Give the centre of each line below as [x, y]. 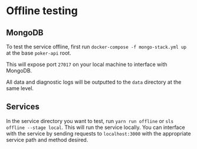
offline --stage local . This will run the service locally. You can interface [96, 127]
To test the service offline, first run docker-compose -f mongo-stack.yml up [96, 47]
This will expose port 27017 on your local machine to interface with [87, 64]
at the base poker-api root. [39, 53]
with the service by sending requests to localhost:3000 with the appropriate [98, 133]
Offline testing [42, 11]
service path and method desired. [47, 140]
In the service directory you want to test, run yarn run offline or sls [90, 121]
